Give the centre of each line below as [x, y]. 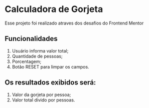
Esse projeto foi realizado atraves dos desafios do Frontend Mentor [74, 23]
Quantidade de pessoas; [37, 56]
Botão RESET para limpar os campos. [50, 66]
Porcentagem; [27, 61]
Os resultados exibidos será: [50, 83]
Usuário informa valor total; [40, 50]
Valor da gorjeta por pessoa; [41, 94]
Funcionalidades [31, 39]
